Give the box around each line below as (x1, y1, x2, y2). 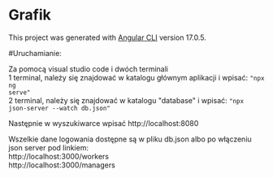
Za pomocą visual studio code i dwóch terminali (8, 63, 169, 74)
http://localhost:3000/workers (8, 151, 110, 161)
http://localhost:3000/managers (8, 160, 115, 170)
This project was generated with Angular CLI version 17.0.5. (8, 33, 207, 42)
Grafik (8, 6, 51, 24)
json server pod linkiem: (8, 142, 89, 152)
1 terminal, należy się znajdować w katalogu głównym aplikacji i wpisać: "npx (8, 72, 265, 82)
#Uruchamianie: (8, 48, 63, 58)
